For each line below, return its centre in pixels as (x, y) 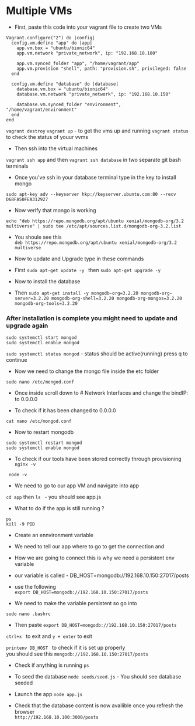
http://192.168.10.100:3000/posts (56, 717)
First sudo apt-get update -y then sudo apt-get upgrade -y (88, 270)
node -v (18, 475)
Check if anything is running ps (52, 665)
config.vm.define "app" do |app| (52, 43)
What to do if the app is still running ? (59, 508)
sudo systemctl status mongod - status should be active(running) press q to (97, 354)
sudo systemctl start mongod (41, 338)
